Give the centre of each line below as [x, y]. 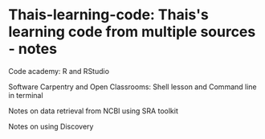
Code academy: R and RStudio [59, 71]
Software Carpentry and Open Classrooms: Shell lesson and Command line [132, 87]
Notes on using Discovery [51, 126]
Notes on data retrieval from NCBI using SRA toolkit [93, 111]
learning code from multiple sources [132, 32]
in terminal [26, 95]
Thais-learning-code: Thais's [108, 15]
